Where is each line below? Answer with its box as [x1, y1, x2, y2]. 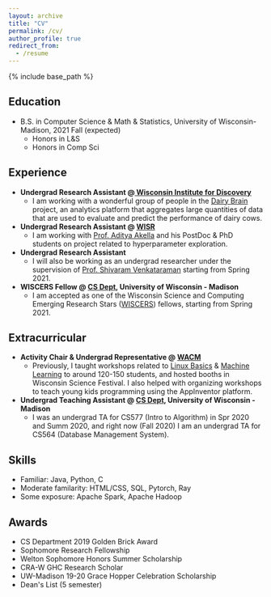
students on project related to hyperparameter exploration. [32, 239, 228, 248]
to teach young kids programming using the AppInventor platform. [32, 387, 253, 396]
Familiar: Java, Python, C [19, 475, 104, 485]
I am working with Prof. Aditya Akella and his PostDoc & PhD [32, 230, 234, 239]
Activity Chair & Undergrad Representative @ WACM [19, 353, 201, 362]
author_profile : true [8, 34, 82, 43]
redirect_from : [8, 42, 60, 50]
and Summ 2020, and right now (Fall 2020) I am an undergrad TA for [32, 421, 261, 431]
